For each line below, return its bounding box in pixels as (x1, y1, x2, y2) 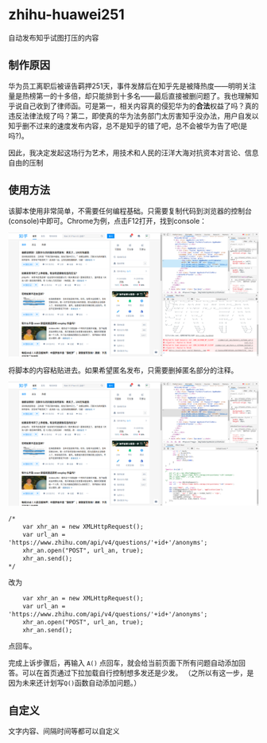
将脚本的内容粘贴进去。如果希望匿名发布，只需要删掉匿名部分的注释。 (8, 365, 238, 375)
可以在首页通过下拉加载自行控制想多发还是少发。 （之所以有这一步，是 (21, 668, 254, 678)
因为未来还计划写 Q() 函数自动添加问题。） (8, 678, 141, 688)
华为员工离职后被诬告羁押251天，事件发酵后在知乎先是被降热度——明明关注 (8, 81, 257, 91)
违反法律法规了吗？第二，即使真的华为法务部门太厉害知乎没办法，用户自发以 (8, 111, 259, 120)
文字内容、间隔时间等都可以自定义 (8, 726, 120, 736)
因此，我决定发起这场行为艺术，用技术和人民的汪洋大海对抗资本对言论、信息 (8, 147, 259, 157)
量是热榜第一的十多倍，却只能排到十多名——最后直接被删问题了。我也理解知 (8, 91, 259, 100)
